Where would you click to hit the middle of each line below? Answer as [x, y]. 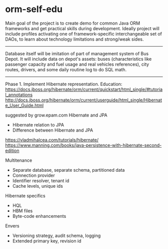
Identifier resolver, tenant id [41, 180]
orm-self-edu [34, 9]
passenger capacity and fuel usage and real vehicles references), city [77, 64]
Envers [12, 226]
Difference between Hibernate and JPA [53, 130]
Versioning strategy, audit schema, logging [56, 235]
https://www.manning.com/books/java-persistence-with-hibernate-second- [83, 145]
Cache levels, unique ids [38, 186]
